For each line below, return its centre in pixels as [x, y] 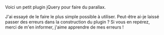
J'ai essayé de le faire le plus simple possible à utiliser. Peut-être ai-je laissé [82, 17]
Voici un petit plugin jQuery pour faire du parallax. [55, 7]
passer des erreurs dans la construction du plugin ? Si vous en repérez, [78, 22]
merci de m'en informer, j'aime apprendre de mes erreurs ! [65, 27]
